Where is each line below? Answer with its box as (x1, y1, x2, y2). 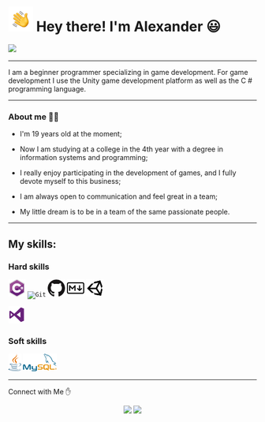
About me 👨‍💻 (8, 111, 59, 122)
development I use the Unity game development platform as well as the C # (8, 76, 252, 85)
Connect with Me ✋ (8, 387, 72, 397)
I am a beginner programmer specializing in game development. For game (8, 67, 248, 77)
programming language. (8, 84, 87, 93)
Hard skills (8, 261, 50, 272)
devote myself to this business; (19, 177, 121, 186)
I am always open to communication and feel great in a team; (19, 192, 218, 201)
